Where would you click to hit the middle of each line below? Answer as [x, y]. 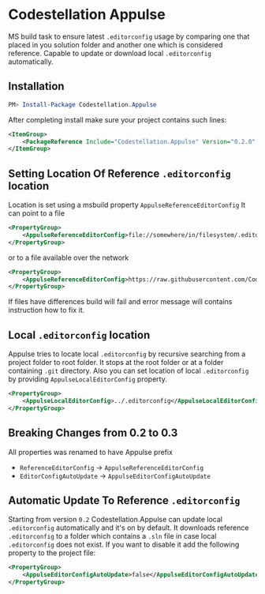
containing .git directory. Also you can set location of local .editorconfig [129, 371]
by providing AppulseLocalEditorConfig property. [88, 379]
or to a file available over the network [69, 258]
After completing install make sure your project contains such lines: [118, 119]
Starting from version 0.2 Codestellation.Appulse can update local [116, 520]
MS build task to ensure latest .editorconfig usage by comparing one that [129, 36]
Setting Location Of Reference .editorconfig [119, 173]
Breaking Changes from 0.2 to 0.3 [93, 433]
